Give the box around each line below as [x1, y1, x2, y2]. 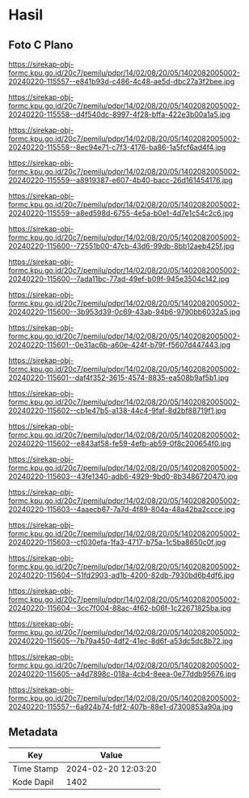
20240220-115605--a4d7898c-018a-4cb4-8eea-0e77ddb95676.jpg [8, 669, 237, 678]
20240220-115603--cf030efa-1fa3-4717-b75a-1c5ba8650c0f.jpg [8, 537, 226, 547]
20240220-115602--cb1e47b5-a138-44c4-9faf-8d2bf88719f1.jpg [8, 406, 226, 415]
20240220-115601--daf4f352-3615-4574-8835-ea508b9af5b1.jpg [8, 373, 229, 382]
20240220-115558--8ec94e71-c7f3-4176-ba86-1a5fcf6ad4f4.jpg [8, 143, 226, 151]
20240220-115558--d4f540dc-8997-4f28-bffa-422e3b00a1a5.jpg [8, 109, 230, 119]
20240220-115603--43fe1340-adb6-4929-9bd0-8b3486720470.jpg [8, 472, 238, 481]
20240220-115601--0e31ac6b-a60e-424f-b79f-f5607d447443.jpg [8, 340, 231, 349]
